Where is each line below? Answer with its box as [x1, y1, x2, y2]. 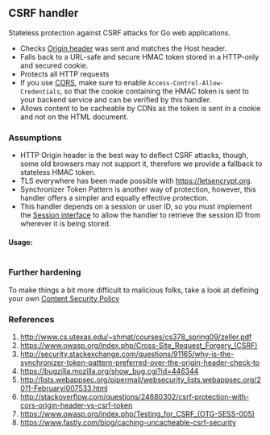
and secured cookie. [19, 60, 89, 70]
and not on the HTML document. [19, 112, 129, 122]
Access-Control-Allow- [147, 79, 224, 87]
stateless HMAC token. [19, 168, 97, 177]
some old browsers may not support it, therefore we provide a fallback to [19, 159, 263, 168]
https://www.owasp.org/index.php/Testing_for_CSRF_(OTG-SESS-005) [19, 408, 255, 418]
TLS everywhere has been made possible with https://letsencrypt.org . [19, 176, 252, 186]
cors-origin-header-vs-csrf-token [19, 400, 133, 410]
